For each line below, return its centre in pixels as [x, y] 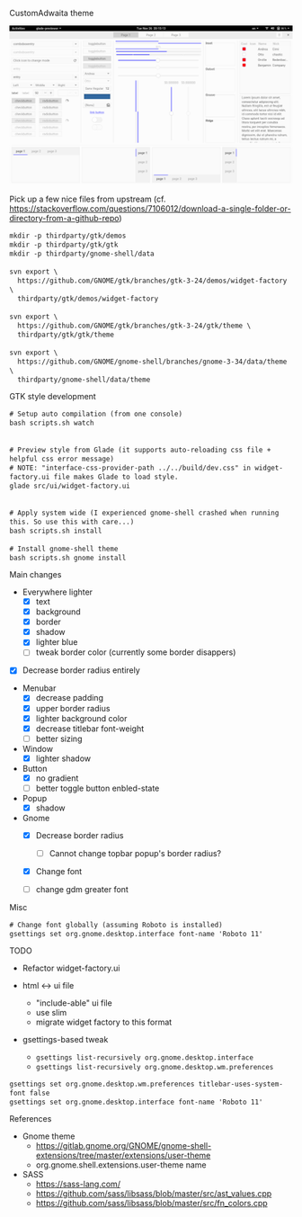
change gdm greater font [82, 890]
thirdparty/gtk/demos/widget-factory [88, 299]
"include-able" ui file [74, 1003]
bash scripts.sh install [56, 531]
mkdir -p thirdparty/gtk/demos [68, 236]
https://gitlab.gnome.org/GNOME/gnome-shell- [124, 1146]
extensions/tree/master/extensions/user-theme [123, 1156]
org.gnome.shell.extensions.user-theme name [121, 1165]
